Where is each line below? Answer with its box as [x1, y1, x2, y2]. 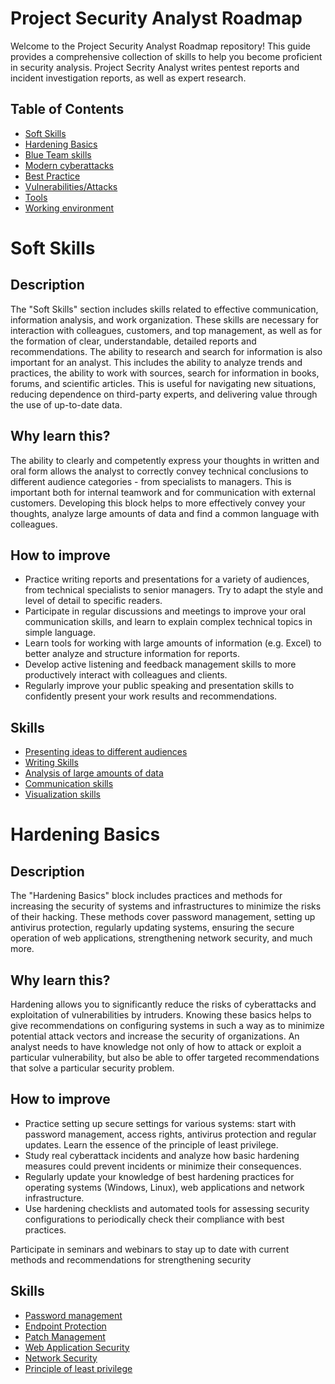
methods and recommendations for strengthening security [10, 1253, 252, 1266]
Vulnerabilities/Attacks [24, 180, 118, 192]
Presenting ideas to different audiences [24, 746, 188, 758]
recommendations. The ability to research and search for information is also [10, 345, 323, 357]
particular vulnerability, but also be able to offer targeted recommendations [10, 1052, 320, 1063]
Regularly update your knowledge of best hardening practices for [24, 1170, 295, 1182]
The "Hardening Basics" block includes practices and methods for [10, 890, 283, 902]
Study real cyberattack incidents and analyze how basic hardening [24, 1149, 300, 1161]
